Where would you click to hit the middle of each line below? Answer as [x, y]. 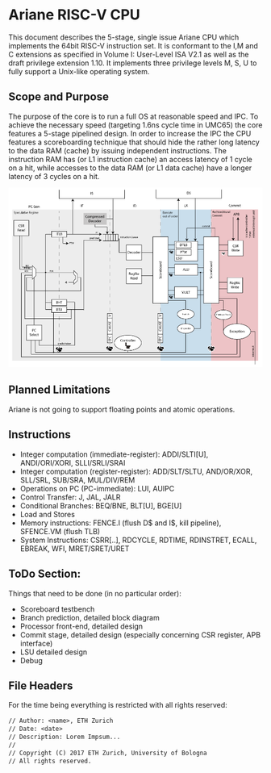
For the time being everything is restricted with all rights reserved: [118, 705]
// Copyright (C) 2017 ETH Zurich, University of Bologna [108, 753]
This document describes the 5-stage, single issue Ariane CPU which [124, 37]
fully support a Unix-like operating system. [79, 71]
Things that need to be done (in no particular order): [95, 593]
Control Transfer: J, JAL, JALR [70, 497]
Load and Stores [47, 514]
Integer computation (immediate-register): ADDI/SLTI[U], [114, 454]
